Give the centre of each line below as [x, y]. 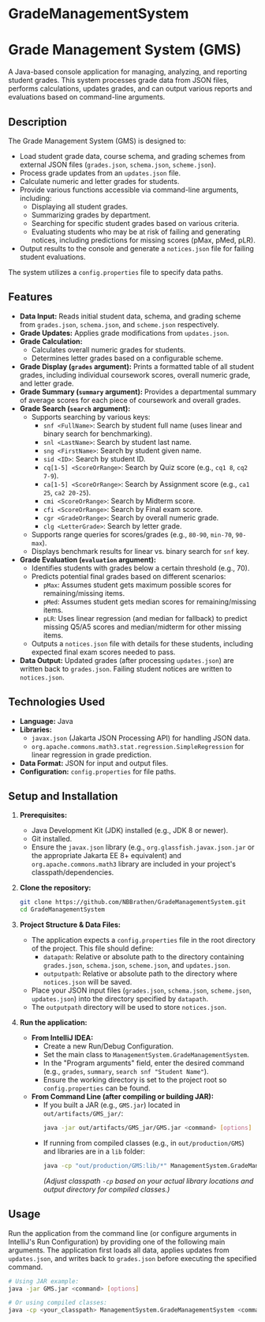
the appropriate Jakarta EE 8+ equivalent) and [106, 856]
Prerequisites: [43, 815]
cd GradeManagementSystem [62, 910]
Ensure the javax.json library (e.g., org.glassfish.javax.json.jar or [143, 847]
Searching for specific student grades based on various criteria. [135, 223]
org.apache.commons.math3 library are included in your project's [134, 864]
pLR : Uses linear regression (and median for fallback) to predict [145, 618]
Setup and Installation [63, 796]
